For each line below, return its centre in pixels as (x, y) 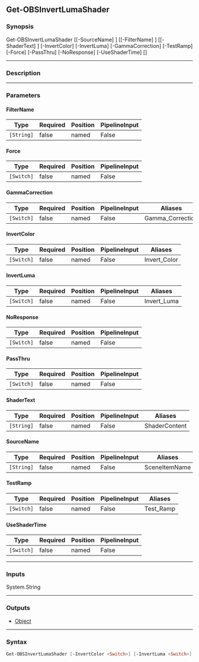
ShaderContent (166, 426)
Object (23, 621)
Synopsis (20, 27)
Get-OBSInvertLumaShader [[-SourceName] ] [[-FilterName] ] (81, 39)
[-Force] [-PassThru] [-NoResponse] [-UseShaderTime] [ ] (77, 52)
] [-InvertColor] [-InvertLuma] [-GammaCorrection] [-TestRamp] (115, 46)
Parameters (23, 95)
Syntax (17, 642)
